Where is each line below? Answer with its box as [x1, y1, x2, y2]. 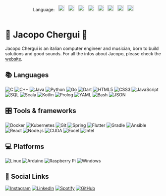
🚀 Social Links [5, 172, 49, 181]
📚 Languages [5, 71, 49, 79]
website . [5, 56, 23, 62]
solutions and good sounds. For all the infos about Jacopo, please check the [5, 50, 161, 56]
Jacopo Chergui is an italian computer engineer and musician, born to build [5, 45, 159, 51]
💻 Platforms [5, 142, 45, 151]
